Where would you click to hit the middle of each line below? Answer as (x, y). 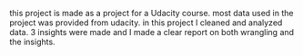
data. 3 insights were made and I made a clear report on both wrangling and (151, 32)
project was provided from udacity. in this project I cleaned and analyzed (146, 23)
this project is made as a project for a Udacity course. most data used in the (151, 13)
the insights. (33, 42)
